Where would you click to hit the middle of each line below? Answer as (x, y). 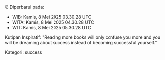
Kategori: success (24, 52)
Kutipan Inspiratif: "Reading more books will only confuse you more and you (83, 37)
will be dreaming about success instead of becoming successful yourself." (81, 42)
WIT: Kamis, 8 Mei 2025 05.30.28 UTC (52, 28)
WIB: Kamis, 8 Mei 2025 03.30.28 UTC (52, 17)
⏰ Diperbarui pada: (25, 7)
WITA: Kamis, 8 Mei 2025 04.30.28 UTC (53, 22)
